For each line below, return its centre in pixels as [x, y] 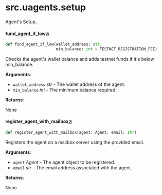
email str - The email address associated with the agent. [72, 167]
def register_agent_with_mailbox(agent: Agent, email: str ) [71, 133]
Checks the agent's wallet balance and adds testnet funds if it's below [80, 59]
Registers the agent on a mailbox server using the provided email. [75, 142]
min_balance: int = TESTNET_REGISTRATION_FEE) [107, 49]
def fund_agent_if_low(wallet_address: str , [54, 45]
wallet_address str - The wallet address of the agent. [69, 84]
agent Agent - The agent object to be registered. [64, 162]
